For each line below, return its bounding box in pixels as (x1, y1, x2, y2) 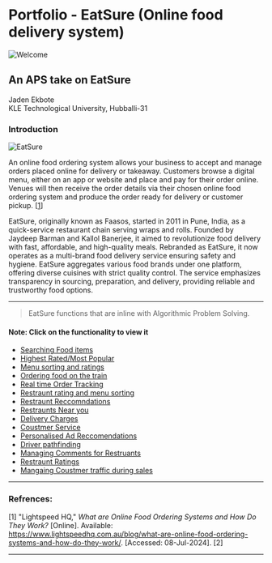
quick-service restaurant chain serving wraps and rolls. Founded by (8, 225, 235, 235)
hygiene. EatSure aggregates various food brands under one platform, (8, 259, 242, 269)
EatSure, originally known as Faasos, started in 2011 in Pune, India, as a (8, 216, 245, 226)
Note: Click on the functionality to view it (8, 326, 149, 337)
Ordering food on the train (19, 371, 108, 381)
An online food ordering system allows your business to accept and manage (8, 158, 262, 168)
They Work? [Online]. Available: (8, 520, 113, 530)
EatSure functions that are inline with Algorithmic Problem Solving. (28, 309, 250, 318)
